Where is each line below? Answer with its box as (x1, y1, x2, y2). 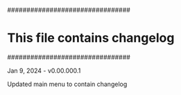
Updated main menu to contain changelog (7, 80, 128, 88)
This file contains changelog (7, 31, 175, 46)
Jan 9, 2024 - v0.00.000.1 (7, 66, 81, 75)
